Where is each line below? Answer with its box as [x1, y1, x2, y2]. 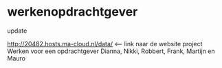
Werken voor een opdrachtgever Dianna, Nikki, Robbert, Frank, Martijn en [7, 47, 215, 55]
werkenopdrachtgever [7, 4, 138, 20]
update [7, 27, 27, 35]
